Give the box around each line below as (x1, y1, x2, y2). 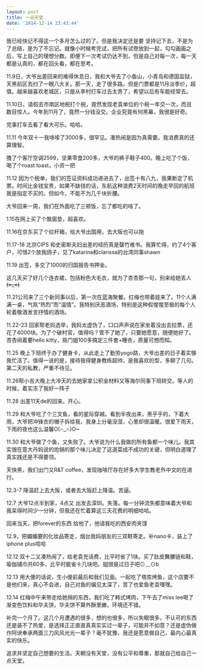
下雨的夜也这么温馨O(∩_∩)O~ (6, 426, 80, 433)
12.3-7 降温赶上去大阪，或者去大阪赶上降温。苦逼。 (6, 487, 135, 494)
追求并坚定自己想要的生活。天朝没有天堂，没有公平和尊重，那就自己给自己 (6, 649, 192, 657)
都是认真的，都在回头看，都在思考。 (6, 60, 97, 67)
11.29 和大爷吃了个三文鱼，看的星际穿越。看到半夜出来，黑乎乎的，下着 (6, 410, 184, 418)
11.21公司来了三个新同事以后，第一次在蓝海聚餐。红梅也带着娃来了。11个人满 (6, 293, 197, 301)
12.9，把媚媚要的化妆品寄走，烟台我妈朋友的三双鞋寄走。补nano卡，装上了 (6, 532, 193, 540)
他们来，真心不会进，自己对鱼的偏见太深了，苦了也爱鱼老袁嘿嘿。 (11, 581, 176, 589)
